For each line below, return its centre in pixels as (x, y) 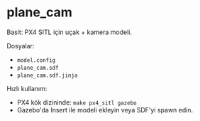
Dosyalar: (21, 46)
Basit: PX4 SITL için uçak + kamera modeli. (70, 32)
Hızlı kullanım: (27, 88)
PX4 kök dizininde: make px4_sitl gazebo (77, 102)
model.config (36, 60)
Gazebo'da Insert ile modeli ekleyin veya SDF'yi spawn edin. (105, 110)
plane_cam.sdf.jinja (47, 75)
